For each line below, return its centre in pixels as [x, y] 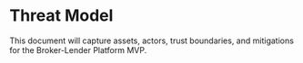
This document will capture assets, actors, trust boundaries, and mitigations [151, 40]
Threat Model [61, 16]
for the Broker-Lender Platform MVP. [78, 49]
